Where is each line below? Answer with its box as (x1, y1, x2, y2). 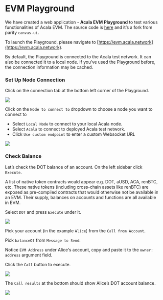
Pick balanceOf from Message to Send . (5, 237, 81, 243)
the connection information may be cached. (5, 64, 93, 70)
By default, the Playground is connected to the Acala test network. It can (5, 53, 152, 59)
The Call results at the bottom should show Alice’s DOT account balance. (5, 280, 156, 286)
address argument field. (5, 252, 52, 258)
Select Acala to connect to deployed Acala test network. (12, 126, 126, 132)
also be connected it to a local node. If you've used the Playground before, (5, 59, 156, 65)
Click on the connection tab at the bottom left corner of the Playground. (5, 88, 149, 94)
